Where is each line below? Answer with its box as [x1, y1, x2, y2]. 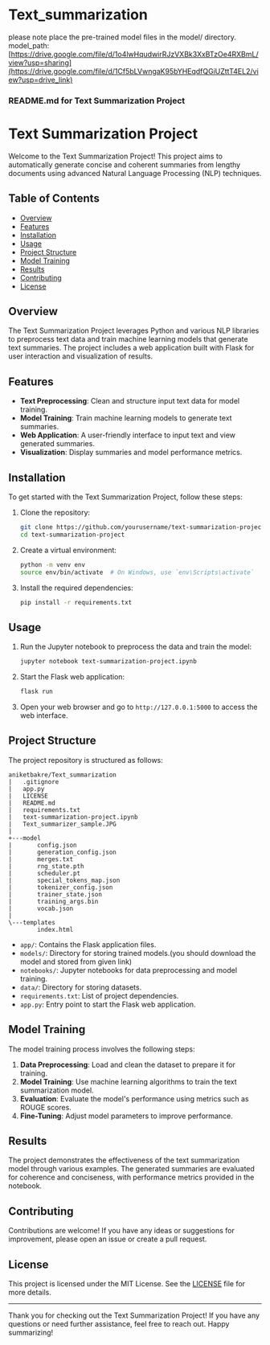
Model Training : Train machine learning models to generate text [19, 413, 232, 423]
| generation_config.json [8, 848, 117, 856]
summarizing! [8, 1328, 54, 1338]
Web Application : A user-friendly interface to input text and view [19, 430, 235, 440]
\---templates [8, 918, 56, 926]
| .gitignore [8, 777, 59, 785]
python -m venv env [19, 560, 86, 568]
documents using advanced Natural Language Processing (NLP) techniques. [8, 168, 262, 178]
